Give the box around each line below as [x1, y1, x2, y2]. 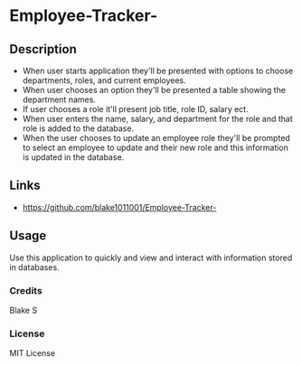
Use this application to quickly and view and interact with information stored [9, 252, 293, 263]
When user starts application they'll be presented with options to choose [22, 65, 294, 76]
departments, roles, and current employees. [22, 75, 187, 86]
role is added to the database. [22, 123, 134, 134]
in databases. [9, 261, 61, 272]
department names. [22, 94, 97, 105]
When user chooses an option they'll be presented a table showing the [22, 85, 287, 95]
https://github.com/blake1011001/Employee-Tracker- [22, 202, 217, 212]
